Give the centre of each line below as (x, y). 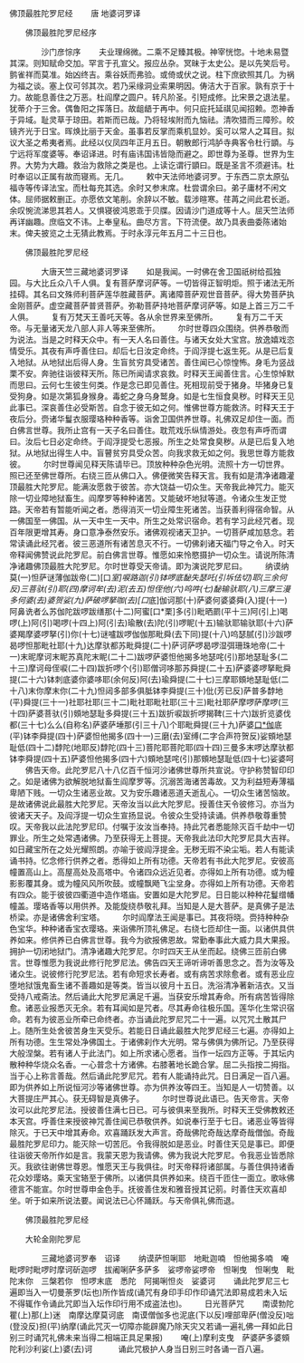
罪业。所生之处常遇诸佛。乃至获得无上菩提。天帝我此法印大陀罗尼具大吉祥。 (152, 838)
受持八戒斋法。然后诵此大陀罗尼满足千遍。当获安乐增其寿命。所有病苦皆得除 (152, 996)
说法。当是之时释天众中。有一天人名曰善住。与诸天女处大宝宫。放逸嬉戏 (152, 339)
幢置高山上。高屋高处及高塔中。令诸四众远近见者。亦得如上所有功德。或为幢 (152, 872)
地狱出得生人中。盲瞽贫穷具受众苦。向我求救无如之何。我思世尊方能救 (164, 453)
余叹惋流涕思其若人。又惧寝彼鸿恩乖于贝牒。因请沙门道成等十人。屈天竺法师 (152, 210)
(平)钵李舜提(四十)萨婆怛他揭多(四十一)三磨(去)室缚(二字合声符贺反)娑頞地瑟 (151, 736)
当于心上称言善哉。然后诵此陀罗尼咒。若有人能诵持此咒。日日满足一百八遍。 (152, 1076)
